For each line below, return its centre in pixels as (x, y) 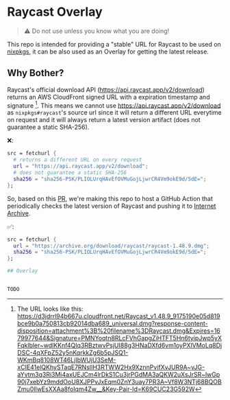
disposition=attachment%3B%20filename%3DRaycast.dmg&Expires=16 (119, 331)
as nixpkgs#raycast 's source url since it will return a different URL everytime (114, 113)
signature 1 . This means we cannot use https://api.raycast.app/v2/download (114, 105)
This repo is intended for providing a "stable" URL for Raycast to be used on (114, 44)
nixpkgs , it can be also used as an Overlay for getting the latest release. (108, 51)
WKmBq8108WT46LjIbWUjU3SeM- (66, 360)
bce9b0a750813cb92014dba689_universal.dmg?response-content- (113, 323)
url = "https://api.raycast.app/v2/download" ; (81, 166)
